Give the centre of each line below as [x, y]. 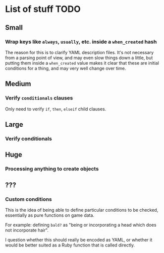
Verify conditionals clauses [39, 98]
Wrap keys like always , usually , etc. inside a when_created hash [81, 42]
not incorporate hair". [27, 230]
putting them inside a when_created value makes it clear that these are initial [82, 63]
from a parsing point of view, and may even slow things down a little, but [79, 58]
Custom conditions [28, 199]
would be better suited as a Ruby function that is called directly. [70, 245]
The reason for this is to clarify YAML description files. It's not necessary [80, 52]
